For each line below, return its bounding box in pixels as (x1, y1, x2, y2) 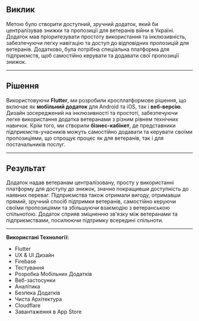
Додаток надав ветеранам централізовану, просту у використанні (6, 179, 174, 186)
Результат (6, 163, 46, 174)
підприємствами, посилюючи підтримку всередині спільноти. (6, 217, 164, 224)
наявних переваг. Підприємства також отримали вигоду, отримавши (6, 192, 181, 199)
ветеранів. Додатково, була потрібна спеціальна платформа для (6, 46, 170, 53)
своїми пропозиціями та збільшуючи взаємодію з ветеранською (6, 204, 170, 211)
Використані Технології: (6, 234, 69, 241)
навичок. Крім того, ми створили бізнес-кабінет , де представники (6, 121, 176, 129)
